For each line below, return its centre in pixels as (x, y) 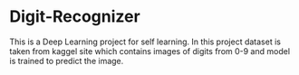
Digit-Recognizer (75, 17)
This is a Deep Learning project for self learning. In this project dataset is (145, 42)
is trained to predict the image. (67, 61)
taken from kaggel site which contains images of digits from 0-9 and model (150, 51)
